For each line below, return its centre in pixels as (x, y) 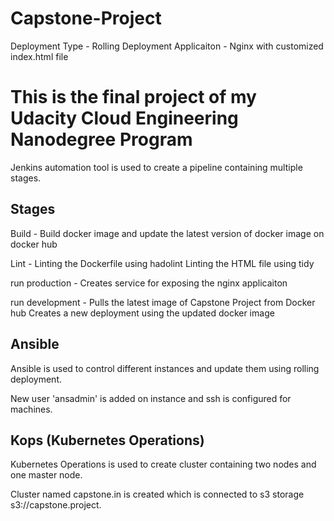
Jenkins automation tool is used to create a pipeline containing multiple (156, 167)
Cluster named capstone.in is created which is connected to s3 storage (157, 494)
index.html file (39, 56)
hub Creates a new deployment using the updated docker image (142, 313)
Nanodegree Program (101, 139)
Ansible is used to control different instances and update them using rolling (165, 368)
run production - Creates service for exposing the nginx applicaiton (149, 283)
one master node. (46, 475)
